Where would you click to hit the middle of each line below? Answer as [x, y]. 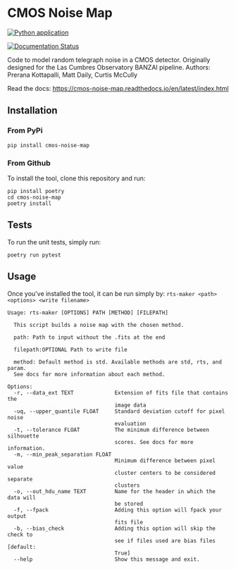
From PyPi [25, 130]
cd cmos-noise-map [34, 197]
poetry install [30, 203]
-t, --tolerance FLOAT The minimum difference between [112, 430]
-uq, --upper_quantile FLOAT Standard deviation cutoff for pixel [119, 411]
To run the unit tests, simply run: [54, 242]
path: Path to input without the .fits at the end [89, 337]
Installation [32, 111]
